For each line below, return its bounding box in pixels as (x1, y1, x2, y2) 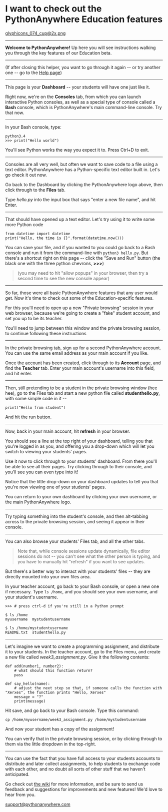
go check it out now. (5, 172, 47, 178)
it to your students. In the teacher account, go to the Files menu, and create (5, 648, 161, 654)
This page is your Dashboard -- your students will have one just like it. (5, 84, 150, 90)
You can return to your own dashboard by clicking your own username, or (5, 493, 157, 499)
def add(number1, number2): (5, 663, 64, 668)
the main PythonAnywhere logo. (5, 499, 71, 505)
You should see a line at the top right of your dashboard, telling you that (5, 438, 153, 444)
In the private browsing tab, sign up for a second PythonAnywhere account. (5, 345, 161, 351)
